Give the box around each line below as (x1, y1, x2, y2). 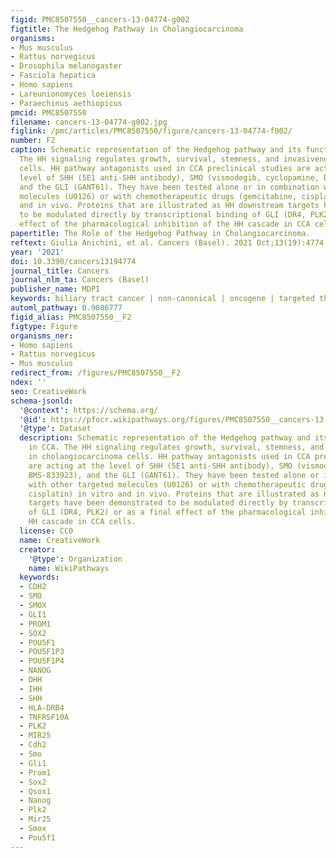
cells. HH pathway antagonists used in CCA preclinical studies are (19, 163, 311, 173)
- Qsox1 (19, 786, 52, 796)
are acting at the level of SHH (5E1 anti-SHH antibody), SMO (28, 461, 293, 471)
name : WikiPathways (28, 563, 110, 573)
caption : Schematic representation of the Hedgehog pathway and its (10, 145, 302, 155)
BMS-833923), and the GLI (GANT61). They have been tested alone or (28, 470, 320, 480)
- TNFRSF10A (19, 712, 70, 722)
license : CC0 (19, 526, 74, 536)
